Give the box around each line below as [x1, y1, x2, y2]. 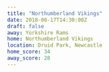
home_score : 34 [7, 49, 51, 56]
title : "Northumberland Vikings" [7, 10, 103, 17]
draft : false [7, 23, 45, 29]
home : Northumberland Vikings [7, 36, 94, 43]
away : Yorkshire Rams [7, 29, 69, 36]
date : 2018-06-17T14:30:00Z [7, 16, 88, 23]
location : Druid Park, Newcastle [7, 42, 103, 49]
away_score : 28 [7, 55, 51, 62]
